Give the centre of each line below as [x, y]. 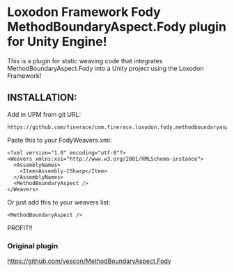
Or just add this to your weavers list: [59, 202]
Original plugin [33, 246]
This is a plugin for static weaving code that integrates [85, 61]
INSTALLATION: [42, 98]
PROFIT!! [20, 227]
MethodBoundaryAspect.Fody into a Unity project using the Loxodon [106, 68]
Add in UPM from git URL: [44, 114]
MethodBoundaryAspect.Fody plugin [117, 27]
